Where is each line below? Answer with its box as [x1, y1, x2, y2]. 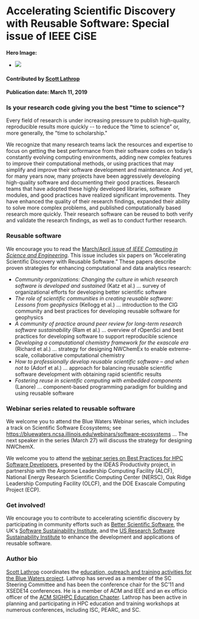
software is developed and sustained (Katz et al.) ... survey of [14, 282, 166, 289]
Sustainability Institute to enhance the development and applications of [6, 533, 180, 541]
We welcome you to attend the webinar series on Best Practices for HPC [6, 455, 184, 462]
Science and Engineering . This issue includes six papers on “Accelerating [6, 252, 186, 259]
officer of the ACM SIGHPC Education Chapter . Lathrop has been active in [6, 593, 187, 601]
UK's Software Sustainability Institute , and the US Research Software [6, 527, 175, 535]
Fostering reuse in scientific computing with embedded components [14, 376, 182, 384]
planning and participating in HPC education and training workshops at [6, 599, 180, 607]
